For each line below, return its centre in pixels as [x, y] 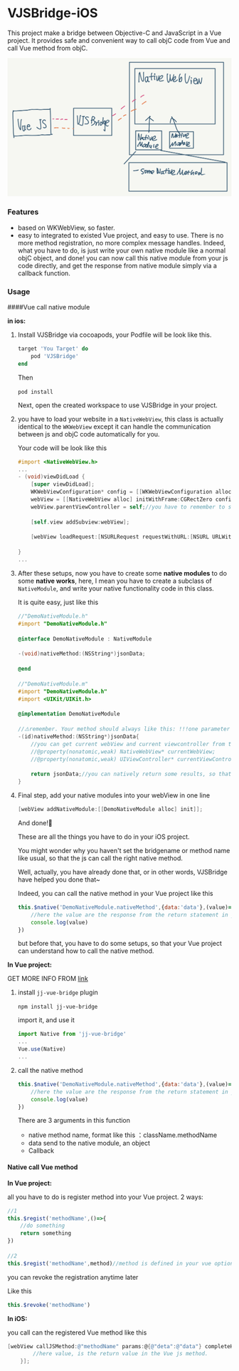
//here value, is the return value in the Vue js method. [121, 1354]
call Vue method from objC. [48, 48]
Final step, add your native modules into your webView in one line [114, 795]
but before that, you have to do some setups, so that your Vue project [120, 944]
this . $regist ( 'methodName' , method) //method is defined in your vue [110, 1263]
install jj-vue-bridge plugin [58, 992]
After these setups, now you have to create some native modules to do [122, 573]
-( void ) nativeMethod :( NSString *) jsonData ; [81, 654]
